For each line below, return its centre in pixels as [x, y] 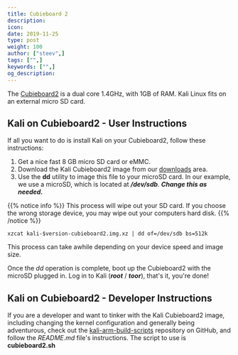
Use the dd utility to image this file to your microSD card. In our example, [124, 177]
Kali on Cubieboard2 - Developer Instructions [110, 298]
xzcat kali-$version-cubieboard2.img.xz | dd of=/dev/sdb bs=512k [108, 234]
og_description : [31, 73]
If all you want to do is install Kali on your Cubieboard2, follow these [107, 141]
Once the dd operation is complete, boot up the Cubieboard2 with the [109, 268]
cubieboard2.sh [31, 346]
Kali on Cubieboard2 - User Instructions [97, 123]
